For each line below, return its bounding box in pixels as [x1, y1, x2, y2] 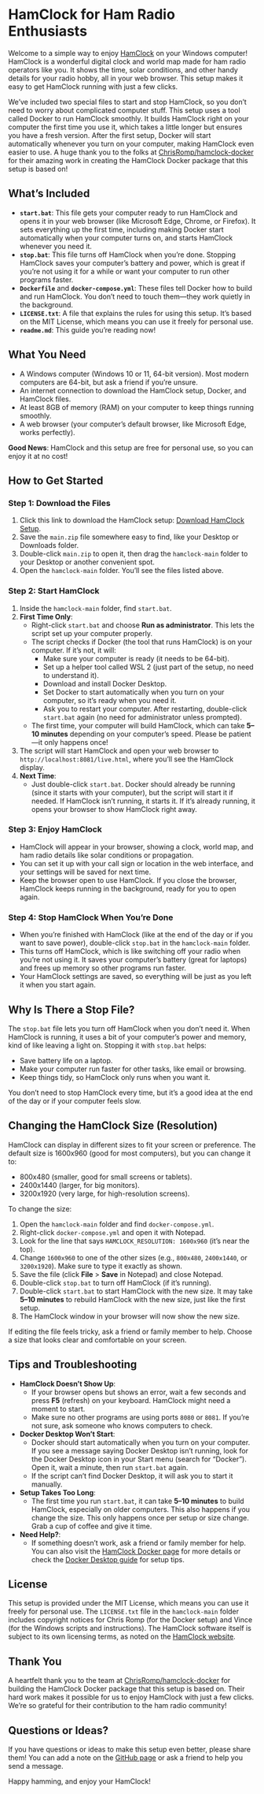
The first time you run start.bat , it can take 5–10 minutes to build [31, 1496, 245, 1506]
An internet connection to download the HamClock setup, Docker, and [19, 385, 247, 395]
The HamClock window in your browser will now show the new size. [19, 1311, 240, 1321]
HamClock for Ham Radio [8, 6, 175, 24]
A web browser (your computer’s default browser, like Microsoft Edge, [19, 419, 247, 429]
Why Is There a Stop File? [8, 1003, 135, 1016]
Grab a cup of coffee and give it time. [31, 1521, 152, 1531]
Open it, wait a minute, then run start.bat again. [31, 1462, 189, 1472]
